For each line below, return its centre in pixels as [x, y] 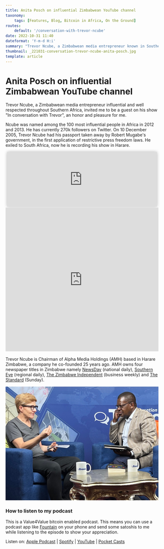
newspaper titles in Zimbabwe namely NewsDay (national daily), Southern [79, 370]
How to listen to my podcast [39, 511]
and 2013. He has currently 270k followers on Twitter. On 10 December [76, 130]
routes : [13, 26]
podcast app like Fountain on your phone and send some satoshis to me [77, 527]
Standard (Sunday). [25, 380]
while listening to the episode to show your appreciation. [62, 532]
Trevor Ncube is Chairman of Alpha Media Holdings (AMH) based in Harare [81, 359]
